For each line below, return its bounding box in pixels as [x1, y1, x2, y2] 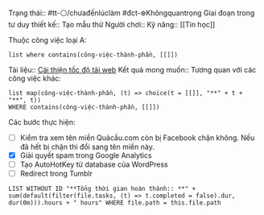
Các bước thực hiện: [8, 118, 76, 126]
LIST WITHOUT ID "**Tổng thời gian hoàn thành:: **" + [8, 185, 196, 193]
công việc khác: [8, 73, 62, 83]
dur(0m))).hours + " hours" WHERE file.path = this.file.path [8, 199, 221, 207]
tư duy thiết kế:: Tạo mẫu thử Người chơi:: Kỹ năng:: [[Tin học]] [8, 20, 216, 29]
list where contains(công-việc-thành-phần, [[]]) [8, 51, 179, 59]
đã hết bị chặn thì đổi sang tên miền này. [19, 142, 155, 152]
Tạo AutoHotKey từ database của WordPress [19, 159, 168, 169]
